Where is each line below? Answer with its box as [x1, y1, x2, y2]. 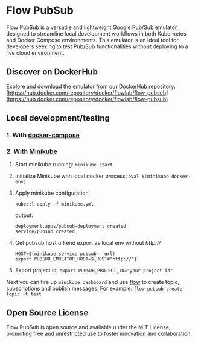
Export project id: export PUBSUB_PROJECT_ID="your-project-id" [14, 266, 173, 274]
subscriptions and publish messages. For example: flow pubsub [6, 285, 164, 292]
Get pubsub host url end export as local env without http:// [14, 239, 161, 247]
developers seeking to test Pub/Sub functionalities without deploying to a [6, 43, 188, 50]
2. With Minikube [6, 147, 57, 156]
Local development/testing [6, 113, 110, 124]
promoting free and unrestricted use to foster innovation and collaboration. [6, 330, 192, 338]
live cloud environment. [6, 49, 65, 56]
